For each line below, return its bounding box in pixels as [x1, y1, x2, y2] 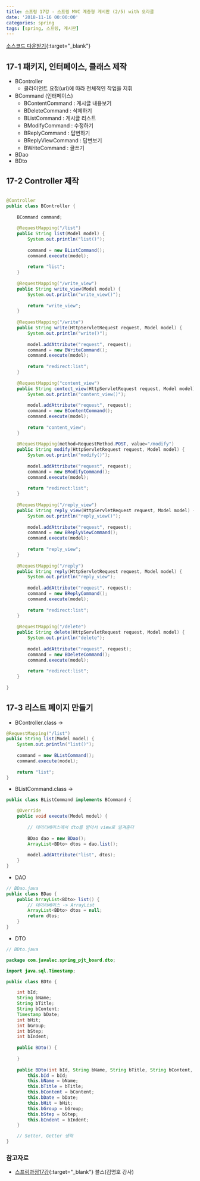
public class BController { [6, 203, 76, 209]
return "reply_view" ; [27, 546, 82, 552]
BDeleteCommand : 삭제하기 [23, 107, 92, 114]
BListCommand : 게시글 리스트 [23, 114, 96, 122]
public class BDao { [6, 891, 58, 897]
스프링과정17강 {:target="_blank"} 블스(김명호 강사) [14, 1168, 134, 1176]
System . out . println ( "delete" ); [27, 635, 105, 641]
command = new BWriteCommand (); [27, 347, 108, 353]
